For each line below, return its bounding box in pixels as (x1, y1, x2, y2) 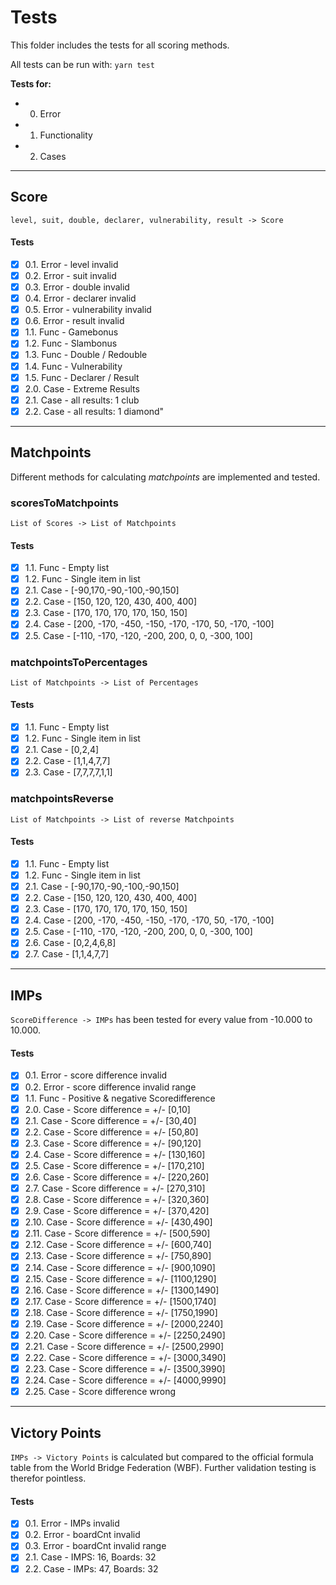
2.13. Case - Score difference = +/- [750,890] (24, 1250, 212, 1262)
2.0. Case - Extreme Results (24, 382, 140, 395)
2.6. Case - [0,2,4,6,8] (24, 937, 117, 949)
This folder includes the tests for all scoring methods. (10, 39, 230, 51)
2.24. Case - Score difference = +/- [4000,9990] (24, 1374, 227, 1386)
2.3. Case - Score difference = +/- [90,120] (24, 1137, 202, 1149)
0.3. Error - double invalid (24, 281, 130, 293)
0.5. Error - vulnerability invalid (24, 304, 152, 316)
